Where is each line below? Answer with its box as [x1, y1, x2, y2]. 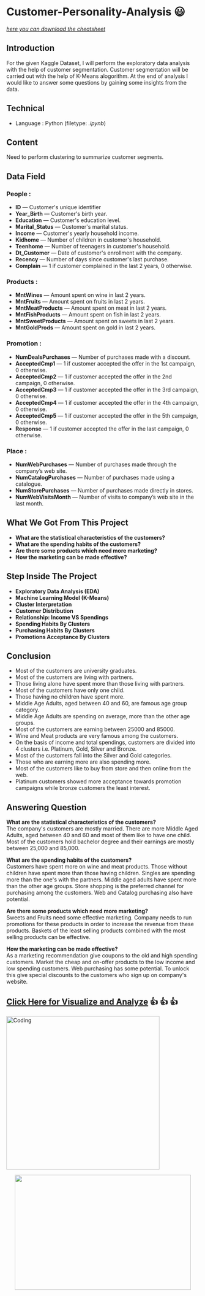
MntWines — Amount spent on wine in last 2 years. [15, 291, 146, 299]
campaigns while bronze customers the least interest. [15, 784, 151, 792]
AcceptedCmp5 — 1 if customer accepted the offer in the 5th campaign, [15, 412, 199, 419]
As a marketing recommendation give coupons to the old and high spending [6, 952, 198, 959]
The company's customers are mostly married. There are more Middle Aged [6, 825, 198, 832]
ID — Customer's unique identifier [15, 204, 101, 211]
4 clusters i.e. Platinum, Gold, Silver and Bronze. [15, 745, 137, 753]
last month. [15, 499, 44, 507]
